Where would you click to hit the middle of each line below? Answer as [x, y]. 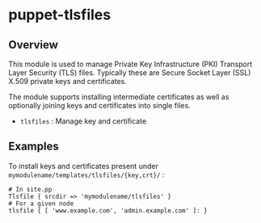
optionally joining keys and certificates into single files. [100, 105]
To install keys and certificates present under [84, 166]
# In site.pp [30, 189]
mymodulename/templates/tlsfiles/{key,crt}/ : [86, 175]
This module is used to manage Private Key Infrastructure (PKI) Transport [130, 64]
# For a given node [41, 204]
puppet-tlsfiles [60, 15]
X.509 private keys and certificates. [68, 81]
